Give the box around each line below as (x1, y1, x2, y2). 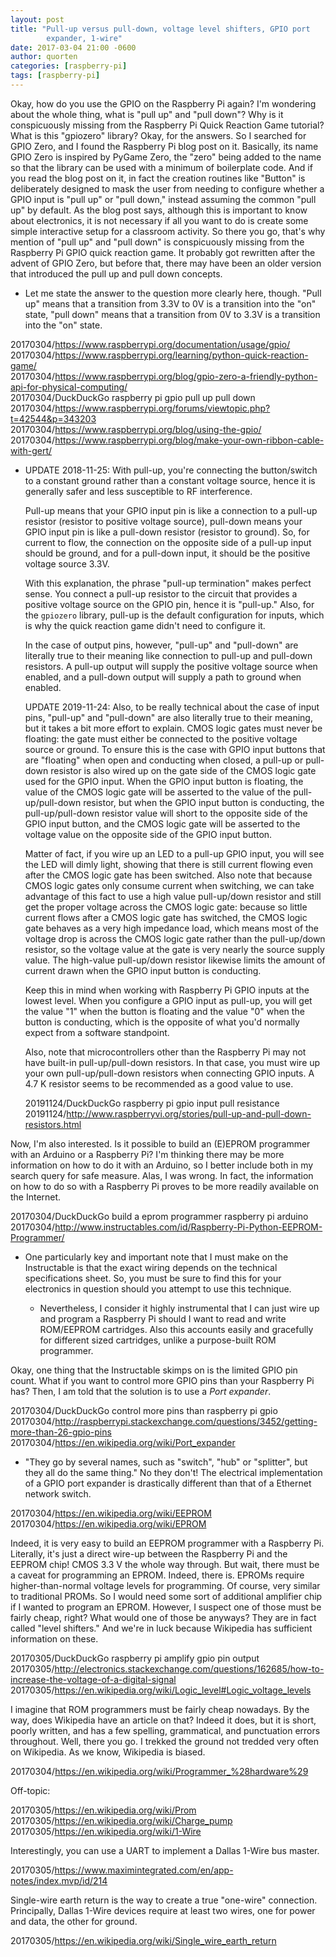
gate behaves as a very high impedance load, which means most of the (24, 922, 320, 934)
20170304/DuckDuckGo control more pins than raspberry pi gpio (10, 1404, 278, 1416)
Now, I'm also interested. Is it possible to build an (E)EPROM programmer (10, 1137, 311, 1150)
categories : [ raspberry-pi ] (10, 61, 128, 71)
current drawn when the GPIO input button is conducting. (24, 964, 262, 976)
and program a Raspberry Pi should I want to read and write (39, 1312, 287, 1325)
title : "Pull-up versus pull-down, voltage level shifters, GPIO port (10, 24, 311, 34)
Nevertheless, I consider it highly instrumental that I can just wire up (39, 1302, 320, 1314)
